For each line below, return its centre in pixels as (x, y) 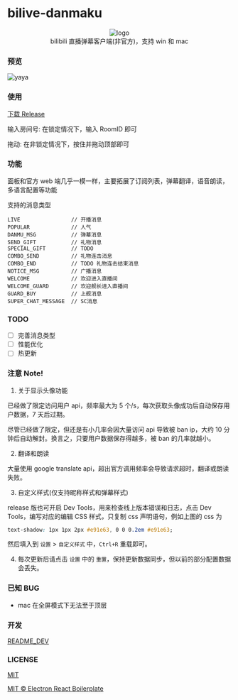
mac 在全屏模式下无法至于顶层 (62, 605)
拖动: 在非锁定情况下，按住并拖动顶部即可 (68, 144)
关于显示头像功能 (43, 390)
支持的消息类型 (29, 204)
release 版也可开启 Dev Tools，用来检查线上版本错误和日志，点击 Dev (109, 507)
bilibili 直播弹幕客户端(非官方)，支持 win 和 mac (119, 41)
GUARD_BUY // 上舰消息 (55, 294)
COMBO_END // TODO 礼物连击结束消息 (73, 263)
